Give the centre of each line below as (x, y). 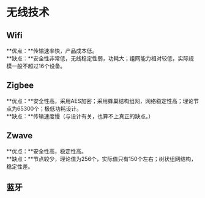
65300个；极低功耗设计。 (50, 108)
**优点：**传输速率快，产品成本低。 (52, 51)
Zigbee (20, 86)
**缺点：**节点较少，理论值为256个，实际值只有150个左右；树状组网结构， (102, 158)
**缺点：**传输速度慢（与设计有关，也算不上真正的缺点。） (80, 116)
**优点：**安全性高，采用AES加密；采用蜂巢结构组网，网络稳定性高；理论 (100, 101)
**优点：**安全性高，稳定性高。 (47, 151)
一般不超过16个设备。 (39, 66)
